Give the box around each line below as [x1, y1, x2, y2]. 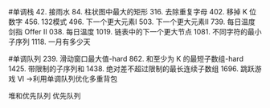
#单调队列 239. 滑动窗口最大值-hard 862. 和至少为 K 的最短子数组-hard [8, 54, 243, 63]
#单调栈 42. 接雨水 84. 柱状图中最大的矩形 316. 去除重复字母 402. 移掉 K [8, 7, 247, 16]
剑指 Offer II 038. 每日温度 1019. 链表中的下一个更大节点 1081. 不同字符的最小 [8, 27, 262, 36]
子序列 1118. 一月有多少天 [8, 37, 91, 46]
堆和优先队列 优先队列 [8, 91, 81, 100]
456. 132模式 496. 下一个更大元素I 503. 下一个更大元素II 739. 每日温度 [23, 17, 256, 26]
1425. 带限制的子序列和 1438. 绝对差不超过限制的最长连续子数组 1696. [8, 64, 239, 74]
